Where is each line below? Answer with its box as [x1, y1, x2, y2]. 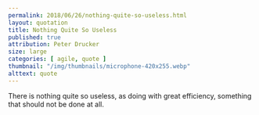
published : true [8, 33, 61, 41]
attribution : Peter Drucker [8, 41, 100, 49]
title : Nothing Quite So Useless [8, 26, 117, 34]
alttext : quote [8, 70, 58, 77]
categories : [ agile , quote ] [8, 56, 107, 63]
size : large [8, 48, 47, 56]
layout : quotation [8, 19, 68, 27]
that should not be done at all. [8, 99, 104, 109]
